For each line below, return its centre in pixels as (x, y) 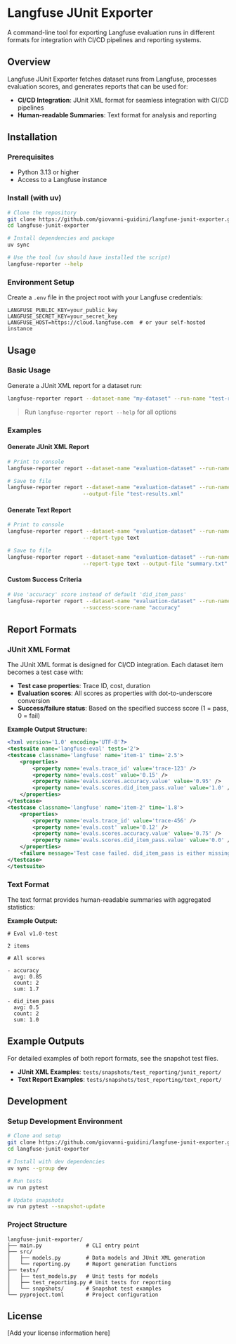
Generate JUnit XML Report (48, 447)
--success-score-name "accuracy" (131, 607)
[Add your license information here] (59, 1333)
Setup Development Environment (65, 1121)
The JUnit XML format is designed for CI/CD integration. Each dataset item (115, 665)
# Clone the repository (42, 212)
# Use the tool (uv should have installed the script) (89, 258)
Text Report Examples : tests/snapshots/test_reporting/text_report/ (120, 1079)
